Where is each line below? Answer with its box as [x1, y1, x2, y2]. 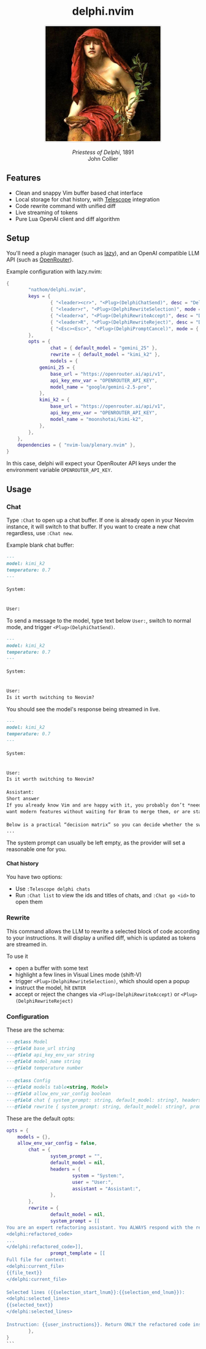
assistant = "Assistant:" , [72, 1186, 141, 1192]
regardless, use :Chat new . [6, 529, 74, 536]
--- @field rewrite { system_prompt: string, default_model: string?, [6, 1104, 188, 1110]
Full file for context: [6, 1257, 67, 1263]
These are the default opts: [6, 1115, 75, 1122]
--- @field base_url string [6, 1045, 75, 1051]
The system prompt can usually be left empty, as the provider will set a [6, 839, 185, 846]
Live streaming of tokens [15, 209, 78, 216]
